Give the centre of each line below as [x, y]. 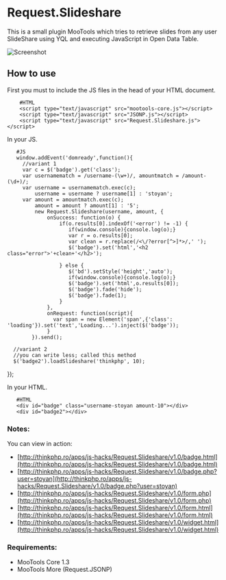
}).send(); [47, 337]
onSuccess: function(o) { [84, 217]
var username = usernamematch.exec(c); [79, 187]
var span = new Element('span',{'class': [113, 319]
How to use [32, 74]
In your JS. [22, 139]
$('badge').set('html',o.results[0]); [124, 283]
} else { [72, 265]
